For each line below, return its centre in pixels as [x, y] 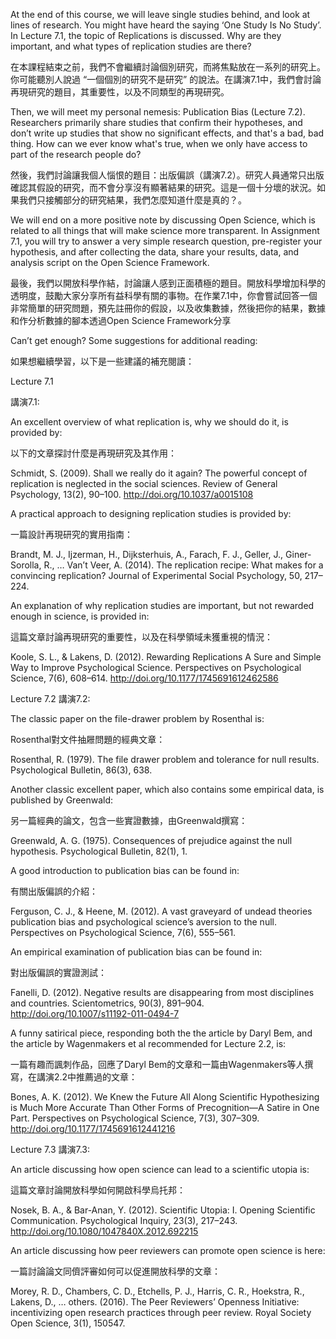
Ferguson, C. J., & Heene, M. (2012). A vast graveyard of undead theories [161, 911]
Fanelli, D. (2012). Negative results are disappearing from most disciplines [162, 992]
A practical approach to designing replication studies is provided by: [151, 513]
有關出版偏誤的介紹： [54, 891]
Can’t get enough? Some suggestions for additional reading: [134, 340]
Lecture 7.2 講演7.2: [50, 698]
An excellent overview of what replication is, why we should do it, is [149, 422]
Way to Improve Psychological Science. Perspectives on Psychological [156, 667]
